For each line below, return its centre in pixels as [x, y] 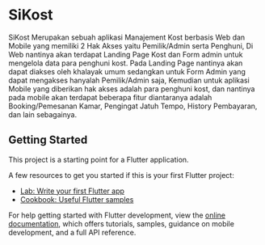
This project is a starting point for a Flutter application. [99, 159]
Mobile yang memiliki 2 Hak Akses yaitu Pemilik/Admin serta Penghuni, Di [131, 45]
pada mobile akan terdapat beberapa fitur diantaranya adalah [110, 97]
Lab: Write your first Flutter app [72, 191]
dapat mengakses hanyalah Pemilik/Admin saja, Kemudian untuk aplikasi [129, 80]
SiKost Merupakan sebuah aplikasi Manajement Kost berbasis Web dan [127, 37]
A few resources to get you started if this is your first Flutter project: [121, 175]
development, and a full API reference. [72, 232]
